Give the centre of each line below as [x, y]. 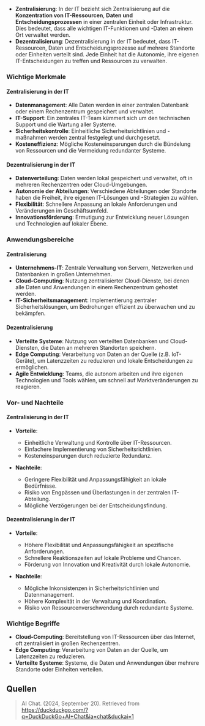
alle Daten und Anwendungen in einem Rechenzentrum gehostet [96, 287]
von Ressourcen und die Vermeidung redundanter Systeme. [91, 151]
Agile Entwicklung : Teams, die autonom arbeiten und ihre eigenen [99, 374]
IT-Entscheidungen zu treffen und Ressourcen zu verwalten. [91, 61]
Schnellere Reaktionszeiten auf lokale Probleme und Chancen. [103, 558]
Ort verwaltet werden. [43, 35]
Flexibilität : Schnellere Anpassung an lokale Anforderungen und [96, 204]
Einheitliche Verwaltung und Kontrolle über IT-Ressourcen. [98, 442]
